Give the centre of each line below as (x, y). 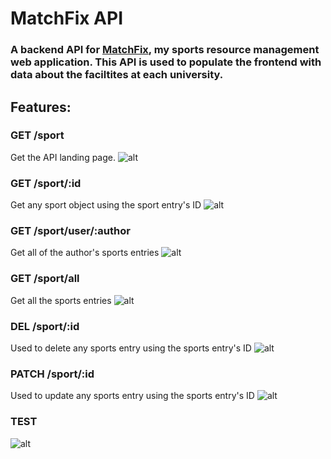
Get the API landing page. (63, 157)
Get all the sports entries (61, 300)
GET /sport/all (45, 279)
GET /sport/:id (46, 183)
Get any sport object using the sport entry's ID (106, 205)
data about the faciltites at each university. (117, 75)
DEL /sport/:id (45, 326)
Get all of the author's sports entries (85, 253)
